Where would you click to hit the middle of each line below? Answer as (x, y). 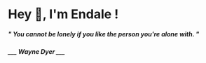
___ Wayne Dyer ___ (37, 52)
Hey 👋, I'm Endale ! (63, 14)
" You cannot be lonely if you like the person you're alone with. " (104, 34)
